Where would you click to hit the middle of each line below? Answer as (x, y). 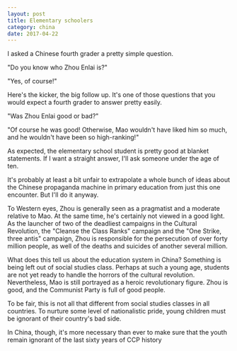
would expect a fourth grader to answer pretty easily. (85, 103)
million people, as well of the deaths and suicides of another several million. (117, 246)
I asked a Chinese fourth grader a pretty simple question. (90, 54)
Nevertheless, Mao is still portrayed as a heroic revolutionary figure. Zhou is (118, 282)
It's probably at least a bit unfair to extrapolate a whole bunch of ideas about (118, 180)
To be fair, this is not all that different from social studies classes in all (109, 304)
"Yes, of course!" (33, 81)
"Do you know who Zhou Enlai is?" (58, 67)
